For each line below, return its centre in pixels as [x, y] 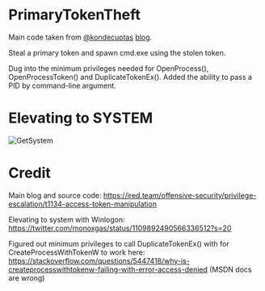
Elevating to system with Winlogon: [67, 219]
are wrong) [27, 278]
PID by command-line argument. [63, 85]
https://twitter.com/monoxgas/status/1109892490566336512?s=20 [120, 228]
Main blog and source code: [55, 195]
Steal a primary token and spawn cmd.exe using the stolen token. [117, 52]
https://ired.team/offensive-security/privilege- [180, 195]
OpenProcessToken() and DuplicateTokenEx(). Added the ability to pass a [130, 77]
